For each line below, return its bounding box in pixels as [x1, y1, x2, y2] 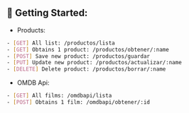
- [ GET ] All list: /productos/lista [6, 40, 115, 47]
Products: [16, 25, 45, 34]
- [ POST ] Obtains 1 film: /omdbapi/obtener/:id [6, 99, 151, 106]
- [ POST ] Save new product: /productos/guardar [6, 52, 151, 60]
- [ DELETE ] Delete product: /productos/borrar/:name [6, 66, 166, 73]
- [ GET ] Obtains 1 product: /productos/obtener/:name [6, 46, 170, 53]
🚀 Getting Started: [6, 7, 88, 19]
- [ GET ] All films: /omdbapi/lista [6, 93, 112, 100]
